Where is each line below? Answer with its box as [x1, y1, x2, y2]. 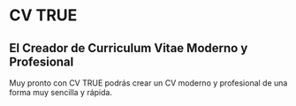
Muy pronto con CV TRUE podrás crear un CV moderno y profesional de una [9, 78, 288, 88]
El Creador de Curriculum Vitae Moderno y [9, 41, 248, 56]
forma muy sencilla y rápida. [9, 87, 113, 97]
